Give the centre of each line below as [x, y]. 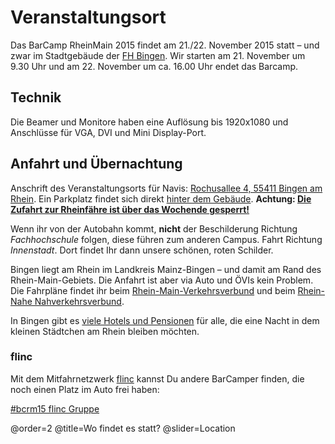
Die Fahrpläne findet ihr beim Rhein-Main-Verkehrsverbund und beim [153, 290]
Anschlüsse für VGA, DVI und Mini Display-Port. [108, 132]
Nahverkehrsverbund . [79, 301]
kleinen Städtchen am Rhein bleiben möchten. [105, 331]
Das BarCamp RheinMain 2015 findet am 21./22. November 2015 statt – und [165, 45]
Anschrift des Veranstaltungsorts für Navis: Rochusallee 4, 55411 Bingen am [166, 188]
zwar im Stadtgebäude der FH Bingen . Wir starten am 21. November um [158, 55]
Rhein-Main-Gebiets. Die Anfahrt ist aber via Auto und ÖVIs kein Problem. [162, 280]
